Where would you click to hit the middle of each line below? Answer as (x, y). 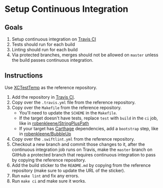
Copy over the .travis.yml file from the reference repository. (74, 102)
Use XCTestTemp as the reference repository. (51, 87)
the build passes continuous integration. (52, 60)
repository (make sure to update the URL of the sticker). (68, 170)
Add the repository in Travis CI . (43, 97)
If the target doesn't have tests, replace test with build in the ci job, (88, 118)
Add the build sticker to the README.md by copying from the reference (81, 165)
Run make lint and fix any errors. (45, 176)
